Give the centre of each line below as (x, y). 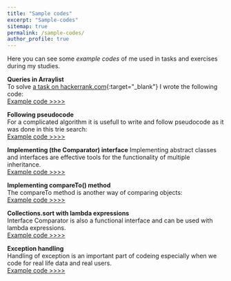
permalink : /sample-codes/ (46, 33)
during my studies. (34, 66)
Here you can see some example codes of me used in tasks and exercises (113, 59)
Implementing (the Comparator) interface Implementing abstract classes (112, 150)
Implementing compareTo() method (59, 185)
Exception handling (36, 249)
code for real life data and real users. (60, 263)
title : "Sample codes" (40, 13)
